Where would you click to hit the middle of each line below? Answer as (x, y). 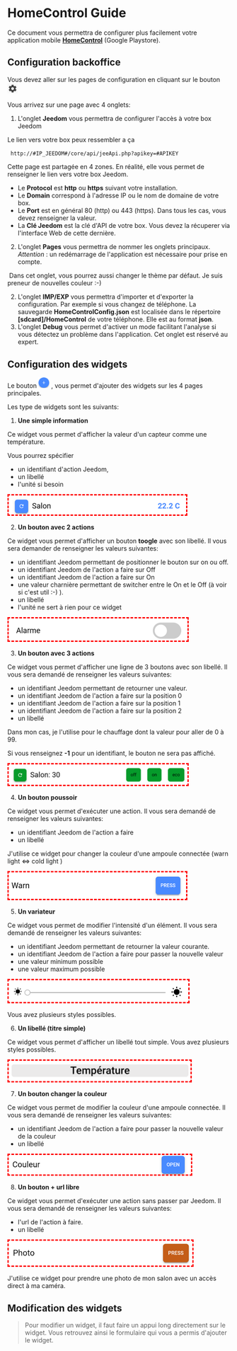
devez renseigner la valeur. (57, 218)
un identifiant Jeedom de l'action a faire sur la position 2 (100, 711)
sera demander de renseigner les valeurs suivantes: (83, 548)
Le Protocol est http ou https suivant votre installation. (98, 188)
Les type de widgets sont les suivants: (63, 407)
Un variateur (36, 912)
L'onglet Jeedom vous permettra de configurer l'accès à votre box (115, 119)
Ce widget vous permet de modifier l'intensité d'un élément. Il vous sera (112, 925)
